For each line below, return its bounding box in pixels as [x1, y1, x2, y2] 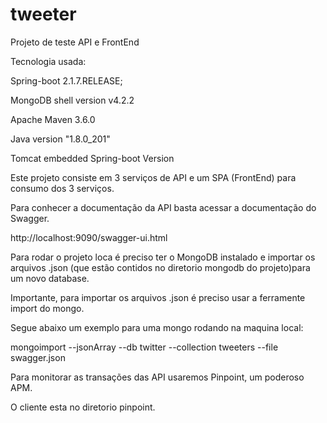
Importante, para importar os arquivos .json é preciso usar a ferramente [10, 291, 306, 303]
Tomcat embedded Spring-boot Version [10, 152, 175, 164]
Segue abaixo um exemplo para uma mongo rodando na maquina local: [10, 321, 304, 333]
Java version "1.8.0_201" [10, 133, 111, 145]
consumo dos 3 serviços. [10, 182, 115, 194]
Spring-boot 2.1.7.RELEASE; [10, 74, 123, 87]
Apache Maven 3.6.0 [10, 113, 96, 125]
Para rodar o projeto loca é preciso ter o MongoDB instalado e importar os [10, 251, 316, 263]
